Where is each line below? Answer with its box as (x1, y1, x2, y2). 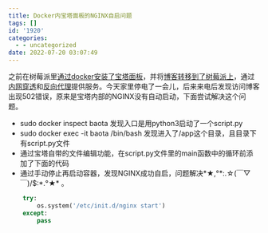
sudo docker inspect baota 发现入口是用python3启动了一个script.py (19, 119, 243, 128)
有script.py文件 (19, 139, 70, 148)
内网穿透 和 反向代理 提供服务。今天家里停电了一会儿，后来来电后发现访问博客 (8, 81, 260, 91)
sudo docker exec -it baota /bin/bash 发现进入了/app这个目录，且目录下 (19, 128, 257, 138)
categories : (8, 34, 48, 42)
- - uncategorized (15, 41, 77, 49)
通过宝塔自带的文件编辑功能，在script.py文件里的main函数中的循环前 (19, 148, 247, 158)
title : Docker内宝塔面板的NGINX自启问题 (8, 11, 132, 20)
